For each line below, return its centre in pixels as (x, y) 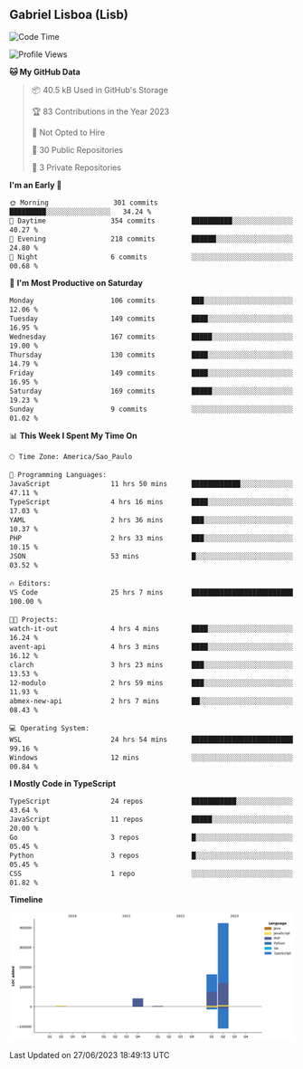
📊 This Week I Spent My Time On (73, 435)
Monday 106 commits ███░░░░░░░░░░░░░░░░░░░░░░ (151, 301)
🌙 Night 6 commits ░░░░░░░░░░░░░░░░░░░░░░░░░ (151, 257)
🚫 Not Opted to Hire (68, 132)
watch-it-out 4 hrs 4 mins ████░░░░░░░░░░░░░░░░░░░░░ (151, 628)
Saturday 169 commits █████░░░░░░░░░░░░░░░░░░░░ (151, 391)
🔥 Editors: (30, 583)
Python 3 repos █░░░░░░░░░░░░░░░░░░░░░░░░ (151, 855)
